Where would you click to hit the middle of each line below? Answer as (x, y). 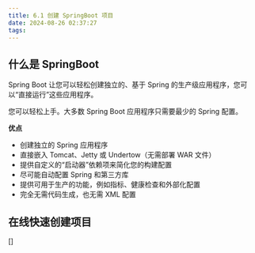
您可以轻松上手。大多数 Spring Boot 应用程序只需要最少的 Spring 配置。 (126, 111)
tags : (17, 30)
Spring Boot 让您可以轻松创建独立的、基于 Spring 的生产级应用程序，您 (124, 85)
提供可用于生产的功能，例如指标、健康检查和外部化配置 (110, 185)
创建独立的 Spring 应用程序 (64, 145)
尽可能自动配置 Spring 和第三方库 (74, 175)
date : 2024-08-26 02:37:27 (53, 23)
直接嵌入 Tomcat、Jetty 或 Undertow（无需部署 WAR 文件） (118, 155)
